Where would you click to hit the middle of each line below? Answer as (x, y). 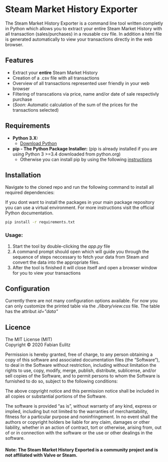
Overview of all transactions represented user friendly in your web (81, 83)
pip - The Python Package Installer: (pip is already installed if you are (85, 148)
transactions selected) (36, 110)
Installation (23, 175)
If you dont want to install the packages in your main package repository (80, 202)
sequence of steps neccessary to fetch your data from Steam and (80, 257)
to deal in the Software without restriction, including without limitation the (81, 365)
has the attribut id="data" (32, 312)
